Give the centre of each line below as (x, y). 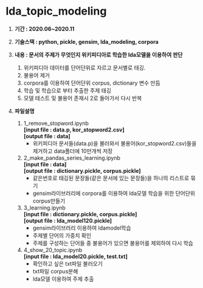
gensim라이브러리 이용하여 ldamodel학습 (82, 228)
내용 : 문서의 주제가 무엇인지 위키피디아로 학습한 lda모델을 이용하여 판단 (98, 54)
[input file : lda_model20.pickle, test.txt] (76, 256)
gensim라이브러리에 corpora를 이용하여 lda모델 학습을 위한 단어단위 (114, 193)
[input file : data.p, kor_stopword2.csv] (74, 130)
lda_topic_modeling (56, 11)
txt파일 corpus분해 (55, 271)
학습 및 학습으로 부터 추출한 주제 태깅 (67, 90)
